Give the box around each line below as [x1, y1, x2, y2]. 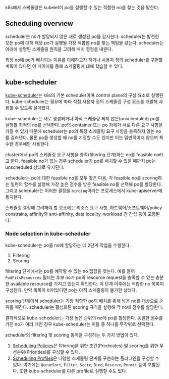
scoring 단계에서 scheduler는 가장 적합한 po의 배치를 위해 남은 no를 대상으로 [5, 298, 158, 304]
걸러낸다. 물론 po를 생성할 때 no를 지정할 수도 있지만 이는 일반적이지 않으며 [10, 134, 158, 140]
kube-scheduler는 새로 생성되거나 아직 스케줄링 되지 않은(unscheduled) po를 [5, 115, 160, 121]
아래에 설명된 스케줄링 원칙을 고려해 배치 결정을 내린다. [5, 46, 113, 52]
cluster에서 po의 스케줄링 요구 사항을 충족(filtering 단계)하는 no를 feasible [5, 151, 153, 158]
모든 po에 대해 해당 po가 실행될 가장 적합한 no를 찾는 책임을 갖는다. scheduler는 [5, 39, 164, 45]
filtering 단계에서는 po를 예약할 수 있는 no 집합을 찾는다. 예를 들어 [5, 268, 135, 274]
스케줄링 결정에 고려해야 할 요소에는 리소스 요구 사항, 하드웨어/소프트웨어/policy [5, 204, 162, 211]
